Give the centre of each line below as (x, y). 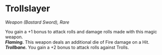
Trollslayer (28, 9)
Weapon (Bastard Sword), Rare (37, 22)
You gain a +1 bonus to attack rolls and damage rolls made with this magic (81, 31)
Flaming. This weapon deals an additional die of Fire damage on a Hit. (77, 42)
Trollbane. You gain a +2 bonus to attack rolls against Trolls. (67, 47)
